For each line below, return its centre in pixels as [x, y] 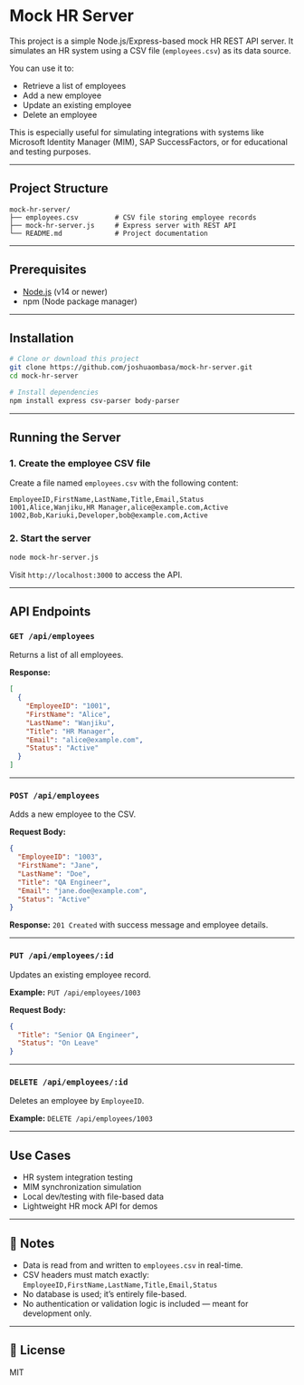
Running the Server [65, 438]
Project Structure [59, 188]
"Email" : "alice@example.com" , [85, 740]
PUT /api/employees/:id [62, 956]
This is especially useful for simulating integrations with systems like [137, 132]
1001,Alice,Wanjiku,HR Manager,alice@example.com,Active [119, 508]
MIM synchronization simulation [82, 1187]
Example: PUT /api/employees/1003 [75, 992]
